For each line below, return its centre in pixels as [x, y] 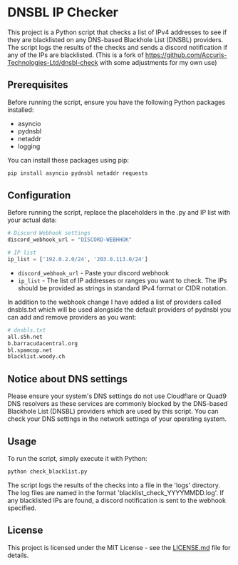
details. [18, 555]
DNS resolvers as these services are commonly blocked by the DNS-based [118, 404]
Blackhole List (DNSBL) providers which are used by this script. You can [113, 412]
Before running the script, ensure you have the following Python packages [117, 102]
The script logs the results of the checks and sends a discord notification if [118, 47]
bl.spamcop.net [30, 350]
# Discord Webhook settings [49, 233]
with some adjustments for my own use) [158, 62]
